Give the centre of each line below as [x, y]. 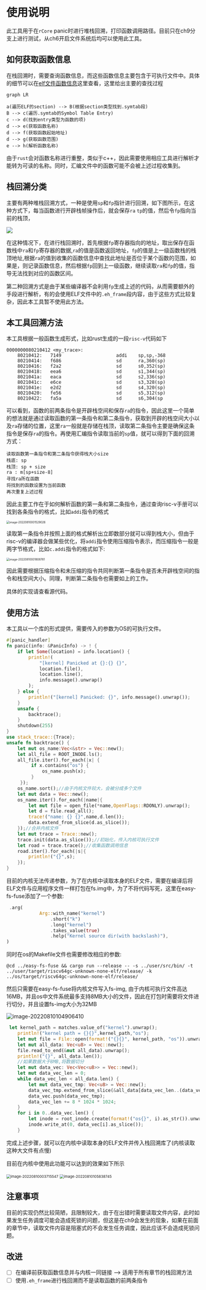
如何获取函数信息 [39, 60]
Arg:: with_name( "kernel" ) [72, 913]
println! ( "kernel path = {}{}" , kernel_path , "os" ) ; [83, 1034]
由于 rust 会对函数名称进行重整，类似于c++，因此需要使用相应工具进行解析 [100, 158]
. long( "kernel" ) [71, 925]
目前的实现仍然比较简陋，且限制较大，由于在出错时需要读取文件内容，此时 [100, 1212]
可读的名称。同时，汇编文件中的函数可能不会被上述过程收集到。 [103, 166]
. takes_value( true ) [75, 930]
